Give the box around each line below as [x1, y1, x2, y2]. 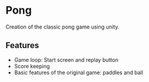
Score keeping [14, 62, 50, 70]
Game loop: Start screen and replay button [14, 56, 119, 63]
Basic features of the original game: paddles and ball [14, 69, 144, 76]
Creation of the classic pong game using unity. [5, 23, 120, 30]
